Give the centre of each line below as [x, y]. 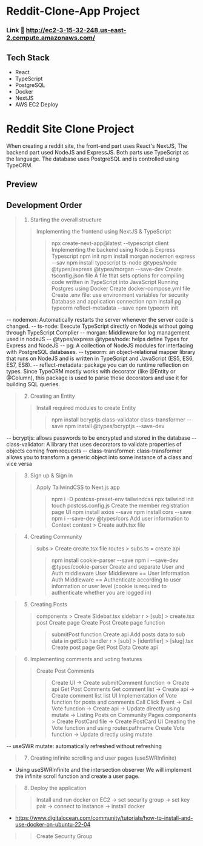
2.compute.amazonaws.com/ [51, 38]
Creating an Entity [53, 396]
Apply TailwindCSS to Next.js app [78, 487]
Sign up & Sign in [52, 476]
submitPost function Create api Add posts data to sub [118, 634]
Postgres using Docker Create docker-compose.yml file [121, 289]
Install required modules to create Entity [86, 408]
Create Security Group [64, 836]
